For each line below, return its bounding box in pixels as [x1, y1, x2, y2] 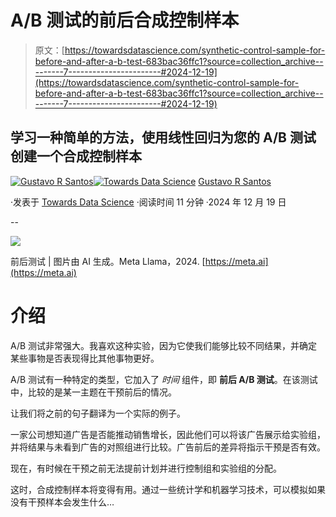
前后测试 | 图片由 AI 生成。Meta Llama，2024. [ [10, 255, 206, 267]
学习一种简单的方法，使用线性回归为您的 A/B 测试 [10, 129, 317, 146]
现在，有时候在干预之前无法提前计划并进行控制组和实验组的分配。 [10, 462, 282, 474]
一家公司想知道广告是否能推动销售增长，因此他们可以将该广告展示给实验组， [10, 428, 326, 440]
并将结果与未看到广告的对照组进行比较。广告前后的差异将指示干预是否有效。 [10, 441, 326, 453]
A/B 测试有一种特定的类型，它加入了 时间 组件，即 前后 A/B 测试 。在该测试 [10, 373, 318, 385]
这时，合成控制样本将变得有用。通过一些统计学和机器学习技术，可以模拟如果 [10, 483, 326, 495]
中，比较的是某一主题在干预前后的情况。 [10, 386, 177, 398]
